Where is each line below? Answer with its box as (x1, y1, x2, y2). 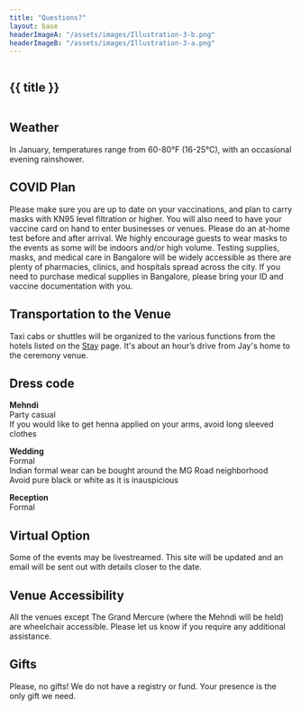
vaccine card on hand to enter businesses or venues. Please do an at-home (9, 223, 290, 234)
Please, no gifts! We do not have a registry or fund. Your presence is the (9, 680, 277, 691)
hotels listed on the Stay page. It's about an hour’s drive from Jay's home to (9, 340, 291, 351)
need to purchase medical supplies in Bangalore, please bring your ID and (9, 271, 284, 281)
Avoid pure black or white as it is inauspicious (9, 475, 178, 485)
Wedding (9, 446, 45, 456)
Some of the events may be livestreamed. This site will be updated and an (9, 552, 284, 563)
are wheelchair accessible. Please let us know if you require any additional (9, 621, 286, 632)
